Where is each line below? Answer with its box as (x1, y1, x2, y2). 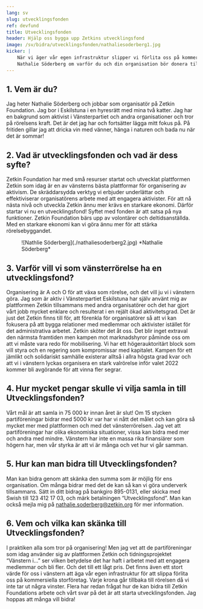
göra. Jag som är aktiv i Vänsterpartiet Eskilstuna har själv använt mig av (6, 295, 187, 303)
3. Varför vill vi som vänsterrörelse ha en (6, 263, 162, 273)
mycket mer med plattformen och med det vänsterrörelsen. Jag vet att (6, 422, 181, 429)
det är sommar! (6, 132, 44, 140)
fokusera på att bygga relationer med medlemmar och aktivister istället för (6, 321, 191, 328)
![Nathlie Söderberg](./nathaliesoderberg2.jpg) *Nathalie (21, 239, 163, 246)
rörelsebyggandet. (6, 227, 53, 235)
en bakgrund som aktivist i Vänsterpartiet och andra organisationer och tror (6, 113, 194, 121)
